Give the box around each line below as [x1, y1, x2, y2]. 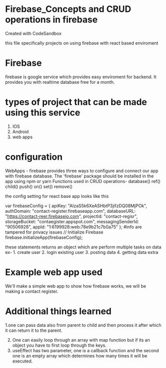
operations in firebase [5, 14, 98, 25]
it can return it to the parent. [5, 327, 63, 333]
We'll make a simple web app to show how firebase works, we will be [5, 283, 146, 289]
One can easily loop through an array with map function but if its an [12, 337, 150, 343]
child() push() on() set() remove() [5, 184, 73, 189]
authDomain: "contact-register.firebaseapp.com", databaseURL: [5, 208, 136, 214]
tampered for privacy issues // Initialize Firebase [5, 229, 104, 235]
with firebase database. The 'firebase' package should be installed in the [5, 173, 154, 179]
